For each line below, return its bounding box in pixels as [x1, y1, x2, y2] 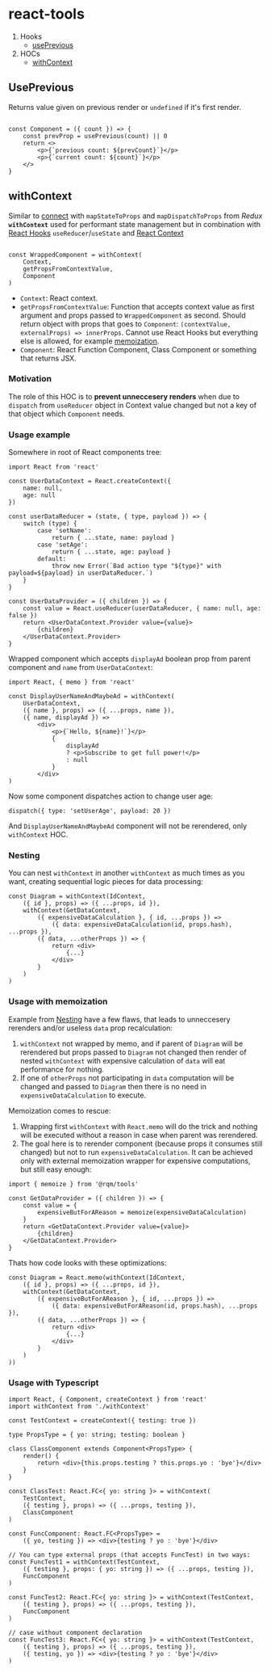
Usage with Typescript [8, 1377, 99, 1388]
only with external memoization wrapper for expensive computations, [19, 1156, 251, 1165]
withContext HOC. [8, 830, 69, 840]
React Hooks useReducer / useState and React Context [8, 228, 184, 238]
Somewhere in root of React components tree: [8, 448, 162, 457]
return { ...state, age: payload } [51, 548, 172, 556]
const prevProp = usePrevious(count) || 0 [23, 132, 168, 140]
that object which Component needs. [8, 409, 125, 419]
